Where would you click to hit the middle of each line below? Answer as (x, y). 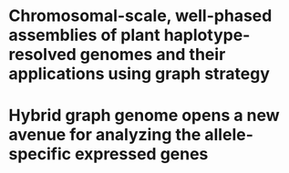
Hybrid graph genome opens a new (144, 116)
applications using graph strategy (139, 74)
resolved (42, 55)
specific (40, 154)
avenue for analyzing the (105, 135)
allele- (229, 135)
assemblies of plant (84, 35)
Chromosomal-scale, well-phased (140, 16)
